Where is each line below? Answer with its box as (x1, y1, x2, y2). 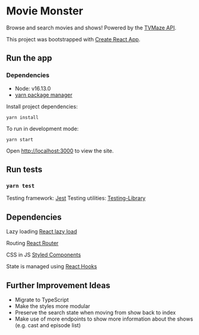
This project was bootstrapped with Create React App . (6, 35, 141, 43)
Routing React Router (6, 240, 59, 247)
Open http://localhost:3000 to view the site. (6, 147, 114, 154)
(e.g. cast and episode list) (14, 321, 81, 328)
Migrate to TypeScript (14, 296, 69, 303)
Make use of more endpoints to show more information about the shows (14, 315, 194, 322)
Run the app (6, 53, 52, 64)
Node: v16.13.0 (14, 85, 51, 92)
